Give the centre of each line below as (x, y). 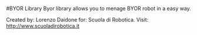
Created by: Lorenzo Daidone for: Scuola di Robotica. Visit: (77, 20)
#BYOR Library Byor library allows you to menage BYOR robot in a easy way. (98, 8)
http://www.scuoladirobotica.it (43, 26)
